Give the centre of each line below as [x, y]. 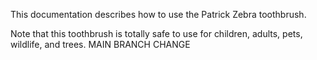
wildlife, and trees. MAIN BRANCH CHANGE [100, 44]
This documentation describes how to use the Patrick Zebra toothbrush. [158, 14]
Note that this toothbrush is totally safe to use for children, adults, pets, [156, 33]
